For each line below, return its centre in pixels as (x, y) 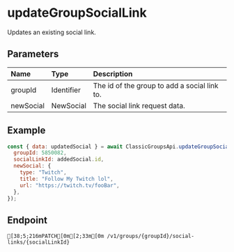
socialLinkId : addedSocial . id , (59, 160)
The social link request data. (139, 105)
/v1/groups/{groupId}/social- (151, 236)
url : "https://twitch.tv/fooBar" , (70, 185)
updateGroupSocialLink (77, 13)
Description (113, 73)
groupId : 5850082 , (40, 153)
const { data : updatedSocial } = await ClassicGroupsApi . (93, 147)
